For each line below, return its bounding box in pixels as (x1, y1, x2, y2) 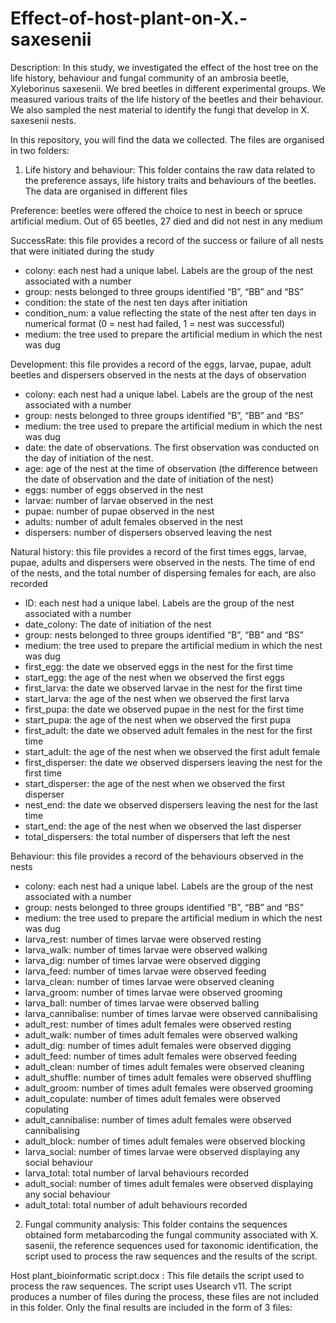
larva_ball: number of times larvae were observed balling (24, 997, 260, 1009)
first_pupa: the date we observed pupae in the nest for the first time (24, 703, 305, 715)
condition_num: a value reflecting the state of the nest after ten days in (24, 307, 317, 319)
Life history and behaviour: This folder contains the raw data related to (24, 163, 316, 176)
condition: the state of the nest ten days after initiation (24, 296, 248, 308)
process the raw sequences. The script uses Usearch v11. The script (10, 1280, 292, 1292)
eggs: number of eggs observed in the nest (24, 483, 204, 496)
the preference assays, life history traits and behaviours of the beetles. (24, 174, 317, 186)
